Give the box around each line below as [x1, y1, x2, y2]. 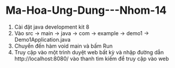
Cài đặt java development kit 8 [14, 23, 89, 30]
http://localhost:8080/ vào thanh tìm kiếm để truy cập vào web [14, 55, 169, 62]
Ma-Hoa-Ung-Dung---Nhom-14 [5, 4, 167, 17]
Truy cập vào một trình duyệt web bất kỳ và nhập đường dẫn [14, 48, 164, 55]
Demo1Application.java [14, 36, 71, 43]
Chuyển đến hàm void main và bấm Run [14, 42, 113, 50]
